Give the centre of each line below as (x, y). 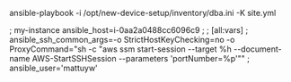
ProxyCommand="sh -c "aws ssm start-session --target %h (120, 49)
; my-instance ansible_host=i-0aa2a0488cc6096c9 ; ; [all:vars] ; (129, 30)
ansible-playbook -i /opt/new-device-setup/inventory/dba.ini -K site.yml (143, 13)
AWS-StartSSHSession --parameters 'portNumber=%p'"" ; (141, 58)
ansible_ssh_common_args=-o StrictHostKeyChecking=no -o (122, 40)
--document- (258, 49)
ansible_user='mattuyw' (54, 68)
